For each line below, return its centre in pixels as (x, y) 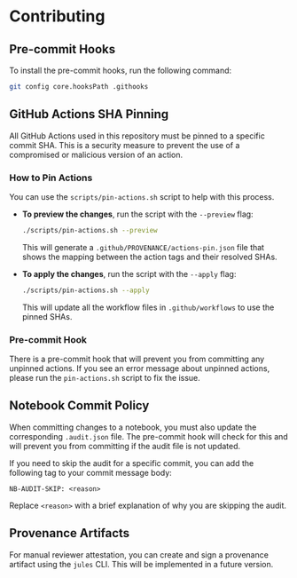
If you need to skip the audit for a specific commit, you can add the (132, 463)
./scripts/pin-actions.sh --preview (90, 230)
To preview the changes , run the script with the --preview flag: (138, 214)
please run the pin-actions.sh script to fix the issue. (105, 378)
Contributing (57, 16)
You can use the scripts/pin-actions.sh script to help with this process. (142, 196)
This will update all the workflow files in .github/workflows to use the (148, 307)
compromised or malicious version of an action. (96, 154)
